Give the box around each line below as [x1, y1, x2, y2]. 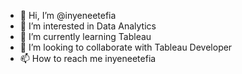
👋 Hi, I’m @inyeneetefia [19, 10, 117, 21]
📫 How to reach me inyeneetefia [19, 53, 157, 64]
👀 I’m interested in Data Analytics [19, 20, 157, 32]
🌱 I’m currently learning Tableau [19, 31, 152, 42]
